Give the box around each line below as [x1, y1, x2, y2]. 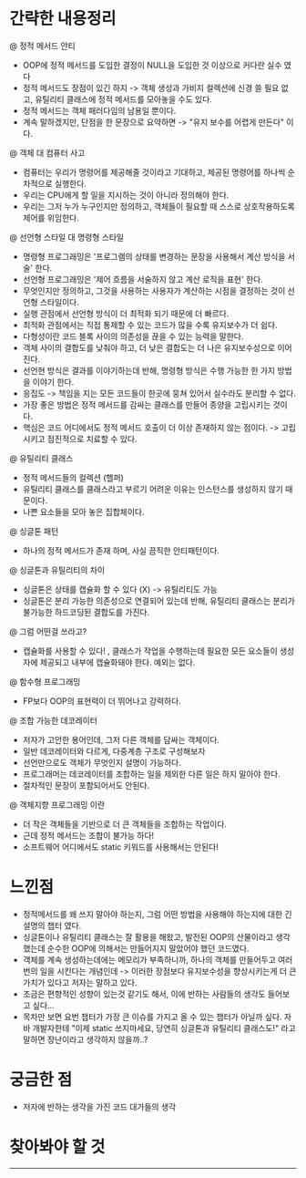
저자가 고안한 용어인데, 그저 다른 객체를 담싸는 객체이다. [22, 734, 220, 745]
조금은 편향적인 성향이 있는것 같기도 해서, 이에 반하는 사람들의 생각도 [22, 988, 266, 999]
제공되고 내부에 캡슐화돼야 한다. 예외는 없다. [39, 656, 196, 667]
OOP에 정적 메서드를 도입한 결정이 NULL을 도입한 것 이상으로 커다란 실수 [22, 59, 282, 70]
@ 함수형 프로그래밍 [9, 676, 81, 687]
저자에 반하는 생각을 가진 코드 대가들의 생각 [22, 1100, 177, 1112]
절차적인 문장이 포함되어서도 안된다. [22, 780, 150, 790]
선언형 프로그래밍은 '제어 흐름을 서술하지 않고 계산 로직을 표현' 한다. [22, 274, 264, 284]
